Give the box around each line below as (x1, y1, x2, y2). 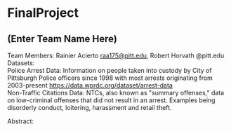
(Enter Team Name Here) (7, 33, 117, 45)
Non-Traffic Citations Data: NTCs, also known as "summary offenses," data (7, 89, 225, 97)
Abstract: (7, 117, 34, 125)
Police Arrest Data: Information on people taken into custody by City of (7, 67, 212, 74)
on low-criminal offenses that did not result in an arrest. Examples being (7, 96, 216, 104)
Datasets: (7, 59, 35, 67)
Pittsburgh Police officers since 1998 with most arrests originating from (7, 74, 213, 82)
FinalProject (7, 5, 79, 21)
